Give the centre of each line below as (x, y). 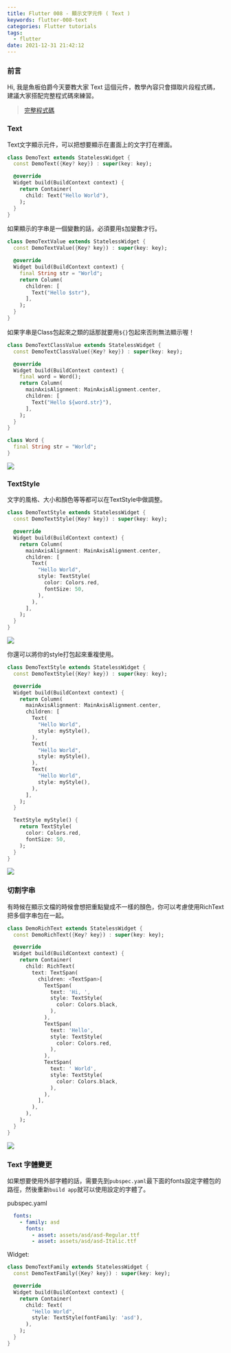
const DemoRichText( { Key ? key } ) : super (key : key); (89, 935)
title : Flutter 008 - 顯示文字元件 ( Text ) (69, 13)
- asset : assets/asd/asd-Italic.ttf (84, 1242)
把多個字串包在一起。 (37, 915)
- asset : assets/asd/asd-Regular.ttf (86, 1235)
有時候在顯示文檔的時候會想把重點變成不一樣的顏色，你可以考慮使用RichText (116, 906)
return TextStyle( (46, 827)
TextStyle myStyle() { (46, 820)
